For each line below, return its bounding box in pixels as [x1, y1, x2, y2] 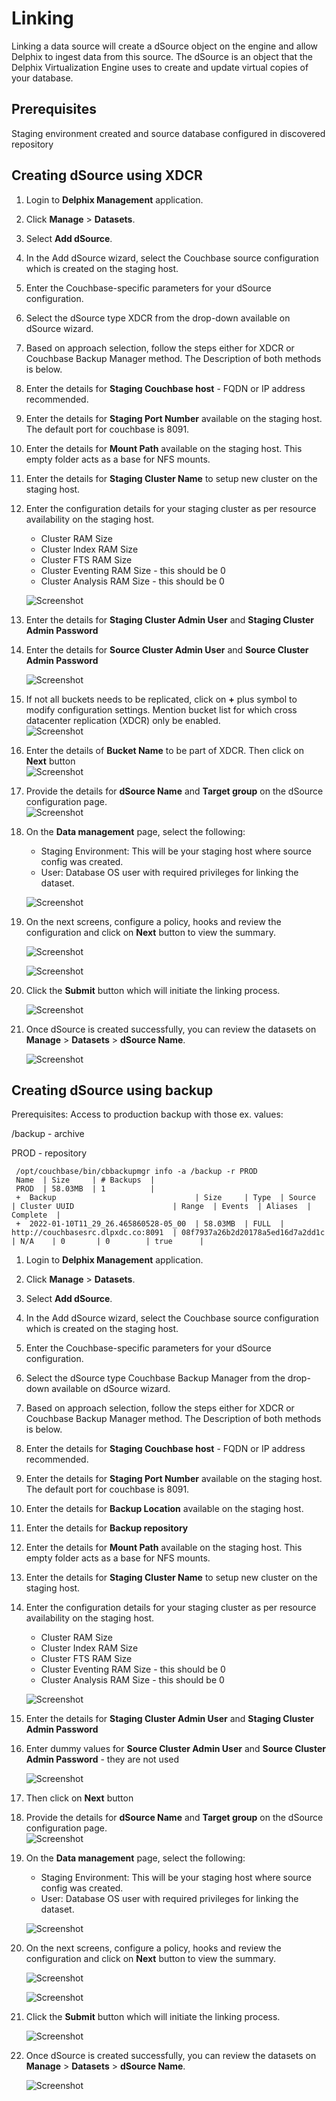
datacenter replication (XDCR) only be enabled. [25, 714, 221, 726]
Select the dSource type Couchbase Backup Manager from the [25, 1372, 286, 1384]
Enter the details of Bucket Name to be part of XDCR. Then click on [25, 744, 304, 756]
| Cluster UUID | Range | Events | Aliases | [11, 1202, 312, 1212]
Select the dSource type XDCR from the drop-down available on [25, 312, 291, 324]
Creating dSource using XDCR [11, 167, 203, 184]
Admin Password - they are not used [25, 1753, 179, 1766]
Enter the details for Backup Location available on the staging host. [25, 1503, 304, 1515]
